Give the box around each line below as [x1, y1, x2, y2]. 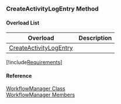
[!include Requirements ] [6, 59, 63, 66]
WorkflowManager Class [6, 85, 65, 92]
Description [78, 34, 112, 42]
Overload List [6, 19, 40, 26]
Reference [6, 72, 32, 79]
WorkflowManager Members [6, 91, 75, 98]
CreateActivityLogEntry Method [6, 5, 99, 13]
